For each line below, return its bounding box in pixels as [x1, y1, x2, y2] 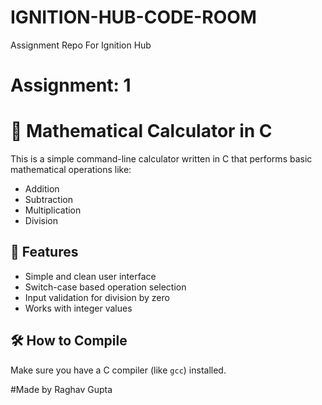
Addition [24, 183, 60, 195]
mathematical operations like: [10, 164, 132, 176]
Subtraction [24, 194, 73, 206]
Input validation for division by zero [24, 291, 170, 303]
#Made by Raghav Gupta [10, 383, 113, 395]
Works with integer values [24, 302, 133, 314]
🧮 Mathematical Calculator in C [10, 120, 273, 143]
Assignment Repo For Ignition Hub [10, 39, 152, 51]
